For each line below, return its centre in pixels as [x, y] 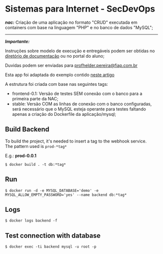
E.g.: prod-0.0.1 [21, 156]
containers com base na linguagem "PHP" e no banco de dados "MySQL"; [79, 27]
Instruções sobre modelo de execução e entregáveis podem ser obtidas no [80, 51]
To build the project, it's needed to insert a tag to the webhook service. [76, 141]
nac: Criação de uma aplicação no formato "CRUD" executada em [71, 22]
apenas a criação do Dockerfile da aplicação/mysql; [64, 114]
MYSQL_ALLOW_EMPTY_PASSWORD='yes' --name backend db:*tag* [66, 195]
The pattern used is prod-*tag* [36, 146]
